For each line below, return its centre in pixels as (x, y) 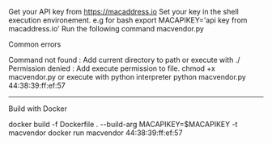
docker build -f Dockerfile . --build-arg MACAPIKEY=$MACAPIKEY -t (123, 124)
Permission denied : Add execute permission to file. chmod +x (112, 68)
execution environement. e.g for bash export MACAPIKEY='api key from (128, 20)
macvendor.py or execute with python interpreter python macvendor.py (127, 77)
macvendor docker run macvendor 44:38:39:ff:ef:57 (96, 133)
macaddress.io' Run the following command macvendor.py (106, 29)
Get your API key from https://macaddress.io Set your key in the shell (123, 12)
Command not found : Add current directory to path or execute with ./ (124, 60)
